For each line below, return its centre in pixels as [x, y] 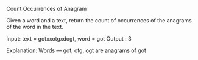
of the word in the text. [35, 27]
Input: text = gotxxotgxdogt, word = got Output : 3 [69, 38]
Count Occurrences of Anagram [47, 9]
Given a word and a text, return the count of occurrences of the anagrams [99, 20]
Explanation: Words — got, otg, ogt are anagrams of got [76, 50]
